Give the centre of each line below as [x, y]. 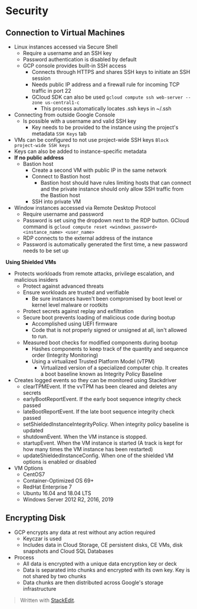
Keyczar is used [42, 538]
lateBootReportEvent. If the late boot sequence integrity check [98, 411]
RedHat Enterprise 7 [47, 487]
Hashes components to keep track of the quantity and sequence [110, 349]
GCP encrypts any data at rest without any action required [85, 532]
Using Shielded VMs [31, 262]
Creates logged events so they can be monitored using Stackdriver [95, 380]
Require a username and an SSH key [67, 53]
